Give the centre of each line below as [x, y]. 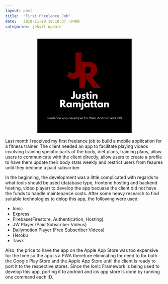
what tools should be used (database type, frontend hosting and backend [81, 183]
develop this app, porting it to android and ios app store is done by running [82, 272]
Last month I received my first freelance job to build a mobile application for [83, 141]
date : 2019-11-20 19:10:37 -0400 [43, 21]
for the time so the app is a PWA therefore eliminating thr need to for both [81, 256]
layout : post [19, 11]
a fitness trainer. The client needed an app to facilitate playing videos [77, 146]
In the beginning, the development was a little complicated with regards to [82, 177]
